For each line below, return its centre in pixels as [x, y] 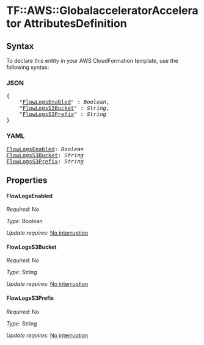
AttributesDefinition [75, 23]
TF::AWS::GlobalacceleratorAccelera [102, 11]
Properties [27, 180]
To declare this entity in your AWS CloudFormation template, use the [92, 61]
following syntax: [28, 67]
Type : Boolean [24, 221]
